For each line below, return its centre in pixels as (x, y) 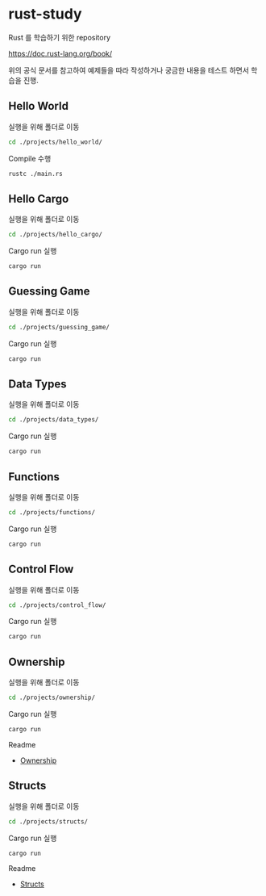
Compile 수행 (30, 158)
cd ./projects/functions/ (52, 513)
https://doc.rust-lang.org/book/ (60, 53)
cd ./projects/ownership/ (52, 698)
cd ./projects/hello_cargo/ (56, 235)
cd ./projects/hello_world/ (56, 142)
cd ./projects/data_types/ (54, 420)
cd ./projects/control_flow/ (57, 605)
